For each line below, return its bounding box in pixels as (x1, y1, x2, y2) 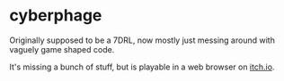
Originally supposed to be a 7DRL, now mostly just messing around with (9, 35, 276, 45)
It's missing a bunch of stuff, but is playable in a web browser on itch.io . (9, 61, 275, 72)
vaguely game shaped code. (9, 44, 115, 54)
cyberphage (9, 5, 102, 26)
